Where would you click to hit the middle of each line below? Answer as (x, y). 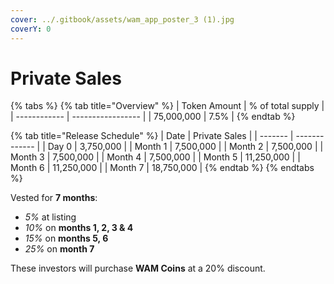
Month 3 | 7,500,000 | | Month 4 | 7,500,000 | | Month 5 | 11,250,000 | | (155, 157)
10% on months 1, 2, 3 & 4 (79, 228)
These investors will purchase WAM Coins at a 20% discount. (138, 268)
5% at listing (50, 217)
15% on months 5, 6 (66, 238)
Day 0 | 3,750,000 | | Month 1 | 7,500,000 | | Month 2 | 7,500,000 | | (185, 147)
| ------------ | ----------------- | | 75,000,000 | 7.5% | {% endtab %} (153, 117)
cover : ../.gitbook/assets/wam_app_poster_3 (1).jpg (122, 19)
